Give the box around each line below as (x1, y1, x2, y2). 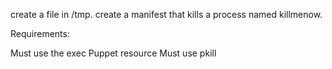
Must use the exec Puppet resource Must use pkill (10, 47, 217, 59)
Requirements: (10, 28, 70, 39)
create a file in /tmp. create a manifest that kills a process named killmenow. (10, 9, 323, 20)
